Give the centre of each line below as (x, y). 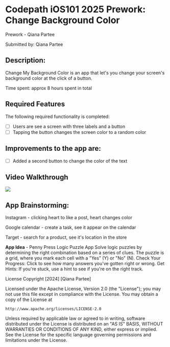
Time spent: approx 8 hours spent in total (48, 88)
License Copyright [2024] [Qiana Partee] (48, 279)
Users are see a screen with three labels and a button (69, 126)
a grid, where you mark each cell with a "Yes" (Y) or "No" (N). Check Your (83, 258)
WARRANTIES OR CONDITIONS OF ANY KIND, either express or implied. (81, 329)
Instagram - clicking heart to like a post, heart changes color (69, 218)
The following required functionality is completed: (57, 117)
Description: (26, 61)
